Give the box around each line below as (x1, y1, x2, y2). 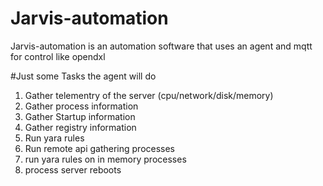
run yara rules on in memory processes (24, 153, 187, 165)
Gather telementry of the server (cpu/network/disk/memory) (24, 89, 274, 101)
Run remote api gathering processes (24, 142, 176, 154)
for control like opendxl (10, 50, 106, 62)
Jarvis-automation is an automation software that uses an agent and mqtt (10, 40, 313, 52)
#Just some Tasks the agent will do (10, 70, 157, 82)
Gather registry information (24, 121, 137, 133)
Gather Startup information (24, 110, 136, 122)
